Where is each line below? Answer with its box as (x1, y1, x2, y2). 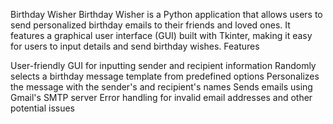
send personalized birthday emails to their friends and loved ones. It (10, 19, 291, 31)
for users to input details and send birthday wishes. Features (10, 40, 260, 52)
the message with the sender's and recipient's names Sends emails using (10, 81, 313, 93)
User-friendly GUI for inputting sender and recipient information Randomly (10, 60, 317, 71)
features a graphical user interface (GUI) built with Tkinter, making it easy (10, 30, 313, 41)
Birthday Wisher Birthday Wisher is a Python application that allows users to (10, 9, 323, 20)
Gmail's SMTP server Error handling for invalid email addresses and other (10, 92, 313, 103)
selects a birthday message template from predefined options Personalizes (10, 70, 320, 82)
